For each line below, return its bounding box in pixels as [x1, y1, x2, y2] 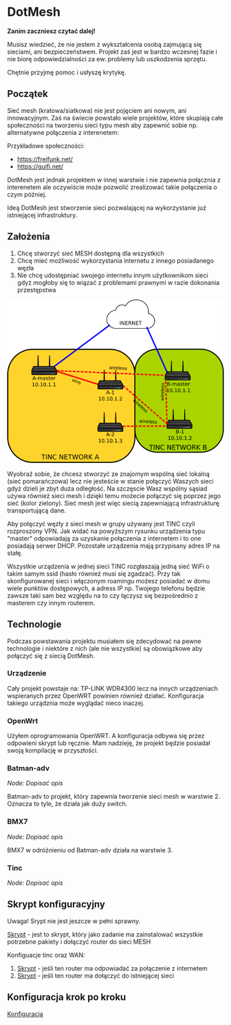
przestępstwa [16, 285, 56, 294]
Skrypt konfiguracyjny [7, 898, 105, 910]
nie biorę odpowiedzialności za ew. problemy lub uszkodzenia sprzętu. [7, 54, 208, 63]
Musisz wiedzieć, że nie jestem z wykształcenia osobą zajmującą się [7, 40, 202, 48]
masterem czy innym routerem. [7, 598, 96, 607]
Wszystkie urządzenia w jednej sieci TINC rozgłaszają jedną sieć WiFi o [7, 562, 210, 570]
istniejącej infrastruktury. [7, 211, 78, 219]
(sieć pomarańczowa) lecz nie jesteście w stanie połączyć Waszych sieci [7, 477, 214, 485]
